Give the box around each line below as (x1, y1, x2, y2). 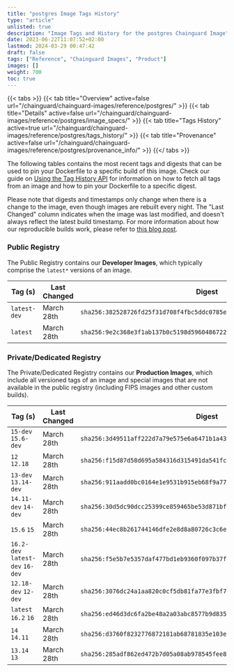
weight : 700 (7, 68, 42, 75)
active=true (7, 124, 40, 133)
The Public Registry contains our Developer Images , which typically (7, 258, 203, 267)
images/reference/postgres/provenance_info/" (7, 146, 141, 154)
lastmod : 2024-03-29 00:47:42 (7, 43, 95, 50)
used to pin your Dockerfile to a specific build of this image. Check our (7, 167, 210, 175)
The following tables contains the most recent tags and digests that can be (7, 160, 222, 168)
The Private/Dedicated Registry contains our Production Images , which (7, 368, 213, 377)
